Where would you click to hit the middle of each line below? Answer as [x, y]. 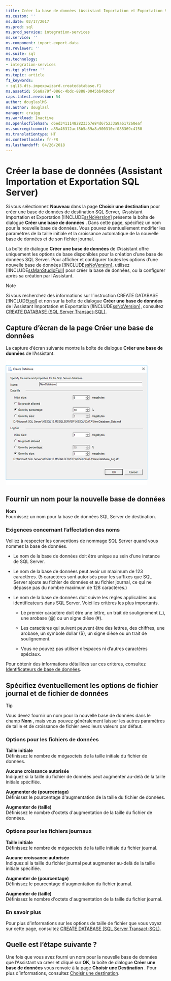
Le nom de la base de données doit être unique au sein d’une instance [87, 556]
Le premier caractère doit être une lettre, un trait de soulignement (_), [93, 613]
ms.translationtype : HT [31, 134]
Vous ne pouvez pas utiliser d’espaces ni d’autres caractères [84, 649]
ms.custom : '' [21, 16]
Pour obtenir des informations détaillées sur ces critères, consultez [76, 664]
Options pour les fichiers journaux [49, 831]
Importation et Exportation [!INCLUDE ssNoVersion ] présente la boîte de [80, 217]
